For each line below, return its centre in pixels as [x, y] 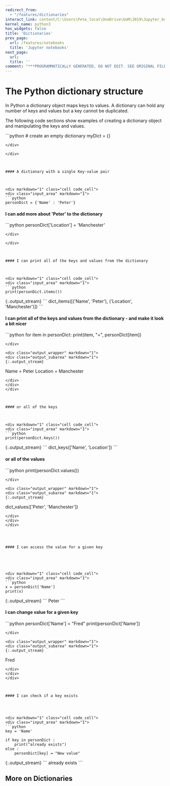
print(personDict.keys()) [32, 438]
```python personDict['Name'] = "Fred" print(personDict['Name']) [73, 624]
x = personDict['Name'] [30, 587]
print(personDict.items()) [34, 292]
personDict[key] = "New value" [47, 753]
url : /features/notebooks [37, 43]
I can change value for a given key [42, 612]
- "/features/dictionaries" [39, 15]
